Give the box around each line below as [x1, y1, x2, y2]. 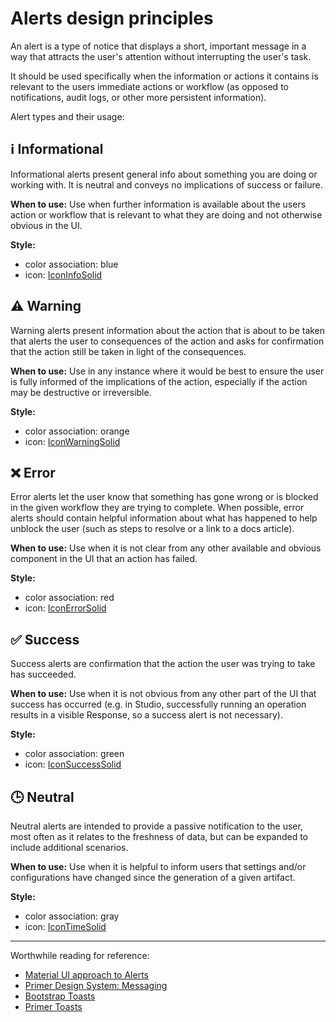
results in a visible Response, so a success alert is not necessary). [10, 709, 283, 721]
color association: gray [24, 910, 120, 922]
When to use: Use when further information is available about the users [10, 198, 307, 210]
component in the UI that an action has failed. [10, 553, 198, 565]
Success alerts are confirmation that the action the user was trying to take [10, 658, 316, 670]
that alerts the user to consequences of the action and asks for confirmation [10, 335, 325, 347]
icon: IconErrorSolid [24, 602, 107, 614]
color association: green [24, 748, 125, 760]
